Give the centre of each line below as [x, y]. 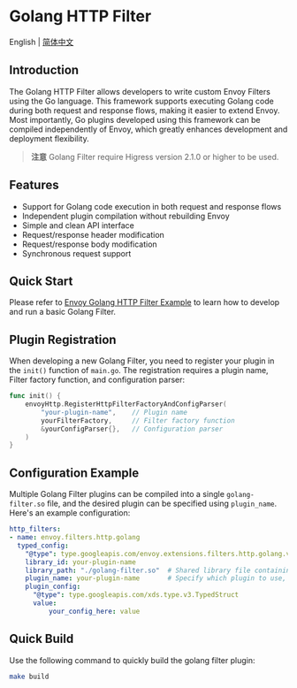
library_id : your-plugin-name [81, 562]
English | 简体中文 [42, 42]
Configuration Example [74, 473]
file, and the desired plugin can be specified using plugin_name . [162, 504]
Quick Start [41, 281]
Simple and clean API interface [78, 225]
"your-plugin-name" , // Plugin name [114, 412]
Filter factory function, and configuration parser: [97, 380]
